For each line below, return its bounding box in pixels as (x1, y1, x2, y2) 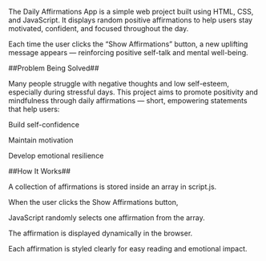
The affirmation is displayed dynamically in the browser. (8, 228, 193, 238)
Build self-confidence (8, 120, 80, 129)
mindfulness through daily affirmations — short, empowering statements (8, 96, 248, 105)
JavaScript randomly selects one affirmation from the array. (8, 213, 206, 223)
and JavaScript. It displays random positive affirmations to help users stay (8, 15, 253, 25)
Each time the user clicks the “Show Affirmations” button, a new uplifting (8, 39, 248, 49)
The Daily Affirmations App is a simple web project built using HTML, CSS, (8, 7, 254, 16)
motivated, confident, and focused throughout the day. (8, 24, 189, 33)
